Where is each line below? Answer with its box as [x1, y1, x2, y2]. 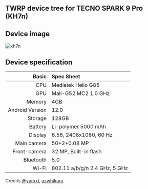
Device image [5, 29, 50, 38]
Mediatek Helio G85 [51, 82, 100, 89]
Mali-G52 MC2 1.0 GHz [51, 90, 110, 97]
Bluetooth [23, 156, 47, 163]
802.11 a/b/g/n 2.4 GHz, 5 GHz [51, 164, 128, 172]
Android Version [8, 107, 47, 114]
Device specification [5, 58, 73, 66]
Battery [29, 123, 47, 130]
